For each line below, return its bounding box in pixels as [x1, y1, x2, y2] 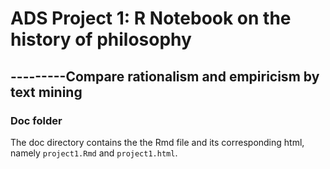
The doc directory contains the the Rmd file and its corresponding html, [10, 136, 305, 148]
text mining [10, 83, 83, 101]
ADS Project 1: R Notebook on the [10, 7, 292, 30]
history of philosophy [10, 28, 192, 51]
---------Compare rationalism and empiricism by [10, 68, 320, 85]
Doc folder [10, 113, 63, 127]
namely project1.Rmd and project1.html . [10, 147, 178, 159]
